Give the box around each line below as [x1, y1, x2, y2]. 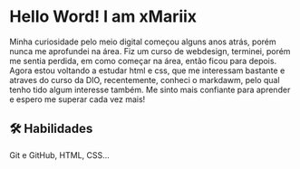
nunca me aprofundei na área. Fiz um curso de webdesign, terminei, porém [9, 45, 291, 56]
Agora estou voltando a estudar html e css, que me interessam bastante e [9, 65, 285, 76]
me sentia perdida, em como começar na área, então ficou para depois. [9, 55, 277, 66]
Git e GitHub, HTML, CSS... [9, 149, 111, 160]
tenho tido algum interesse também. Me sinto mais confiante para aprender [9, 84, 291, 95]
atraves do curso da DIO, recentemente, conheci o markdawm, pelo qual [9, 74, 280, 85]
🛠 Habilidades [9, 121, 93, 136]
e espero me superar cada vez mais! [9, 93, 146, 105]
